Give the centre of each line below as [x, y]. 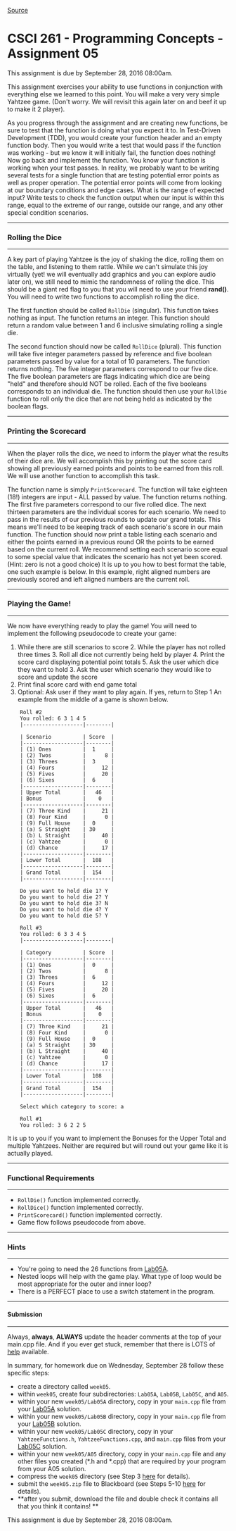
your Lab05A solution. [50, 1408]
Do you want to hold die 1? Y [64, 891]
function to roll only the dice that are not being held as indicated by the [110, 399]
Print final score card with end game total [77, 684]
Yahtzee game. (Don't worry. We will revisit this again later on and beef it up [117, 101]
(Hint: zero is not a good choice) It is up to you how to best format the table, [117, 564]
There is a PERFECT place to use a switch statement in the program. [116, 1292]
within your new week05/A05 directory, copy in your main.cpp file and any [122, 1454]
